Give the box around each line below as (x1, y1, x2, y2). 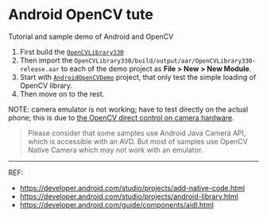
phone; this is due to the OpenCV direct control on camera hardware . (8, 112, 234, 122)
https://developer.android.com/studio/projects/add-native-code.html (19, 183, 245, 192)
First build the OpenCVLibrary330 (19, 47, 125, 56)
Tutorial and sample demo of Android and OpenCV (8, 32, 174, 41)
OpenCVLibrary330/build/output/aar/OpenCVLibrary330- (74, 57, 257, 65)
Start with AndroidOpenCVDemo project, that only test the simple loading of (19, 72, 257, 82)
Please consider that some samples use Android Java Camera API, (27, 128, 246, 138)
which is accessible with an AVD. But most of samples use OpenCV (27, 136, 249, 146)
